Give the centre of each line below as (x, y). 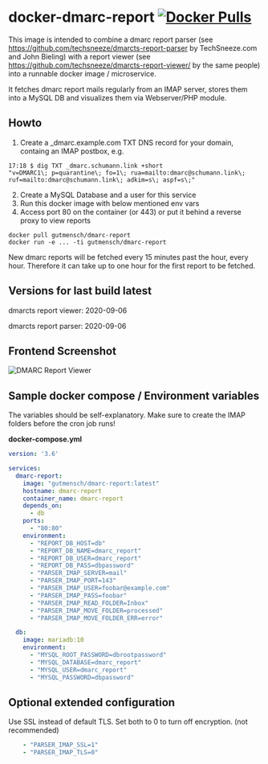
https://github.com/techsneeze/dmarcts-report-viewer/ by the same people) (134, 65)
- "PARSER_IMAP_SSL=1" (61, 745)
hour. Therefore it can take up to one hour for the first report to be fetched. (132, 265)
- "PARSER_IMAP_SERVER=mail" (78, 573)
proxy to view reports (55, 220)
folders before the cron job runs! (62, 424)
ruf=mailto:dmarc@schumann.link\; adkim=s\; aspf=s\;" (102, 180)
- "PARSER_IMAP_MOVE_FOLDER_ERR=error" (96, 618)
